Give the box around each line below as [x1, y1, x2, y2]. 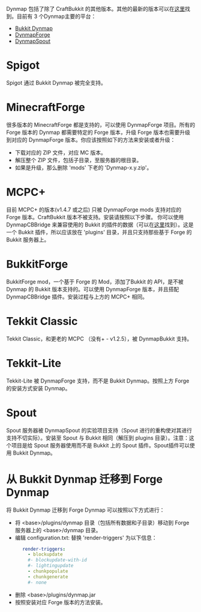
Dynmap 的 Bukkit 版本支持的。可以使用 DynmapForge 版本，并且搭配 [6, 285, 179, 292]
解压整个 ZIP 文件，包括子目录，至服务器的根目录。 [14, 156, 142, 163]
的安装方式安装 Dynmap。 [6, 384, 71, 392]
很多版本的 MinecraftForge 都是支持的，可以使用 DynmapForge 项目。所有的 [6, 121, 196, 128]
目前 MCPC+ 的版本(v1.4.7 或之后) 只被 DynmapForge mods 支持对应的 [6, 206, 182, 213]
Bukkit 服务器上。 [6, 236, 50, 243]
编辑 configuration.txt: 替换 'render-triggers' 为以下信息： [14, 534, 157, 541]
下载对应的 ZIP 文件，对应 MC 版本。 [14, 149, 106, 156]
